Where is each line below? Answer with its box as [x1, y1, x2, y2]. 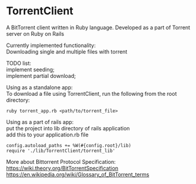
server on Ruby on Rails [6, 30, 64, 37]
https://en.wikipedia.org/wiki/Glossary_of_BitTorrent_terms [6, 171, 150, 178]
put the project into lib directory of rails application [6, 124, 130, 132]
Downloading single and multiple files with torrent [6, 48, 128, 55]
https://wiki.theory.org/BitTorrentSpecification [6, 164, 119, 171]
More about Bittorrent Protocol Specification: [6, 158, 116, 165]
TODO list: [6, 60, 31, 67]
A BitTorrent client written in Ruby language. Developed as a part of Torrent [6, 24, 191, 31]
